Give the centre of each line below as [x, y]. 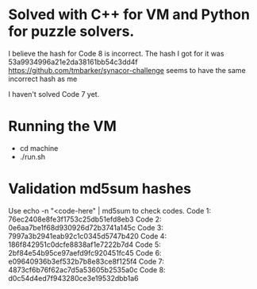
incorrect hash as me [43, 79]
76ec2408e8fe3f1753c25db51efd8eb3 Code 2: [85, 219]
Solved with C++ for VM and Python [129, 15]
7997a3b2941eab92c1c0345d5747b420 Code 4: [88, 236]
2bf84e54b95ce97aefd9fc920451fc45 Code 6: [85, 252]
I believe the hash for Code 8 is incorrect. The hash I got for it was [116, 53]
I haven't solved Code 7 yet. [54, 94]
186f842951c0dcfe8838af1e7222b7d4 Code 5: [84, 245]
